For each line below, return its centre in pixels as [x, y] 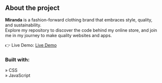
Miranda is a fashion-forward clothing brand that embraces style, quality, [79, 20]
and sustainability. [23, 25]
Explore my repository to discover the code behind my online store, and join [81, 30]
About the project [32, 8]
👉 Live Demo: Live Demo [31, 45]
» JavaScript [18, 76]
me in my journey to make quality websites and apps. [59, 35]
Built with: [17, 60]
